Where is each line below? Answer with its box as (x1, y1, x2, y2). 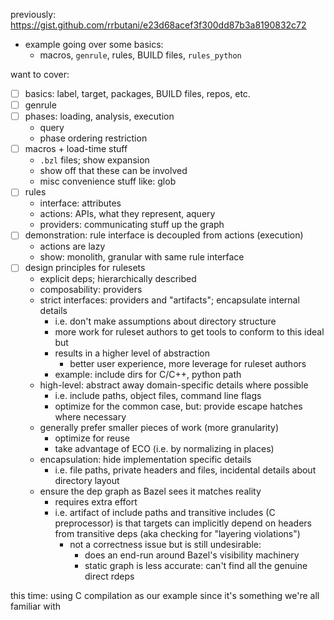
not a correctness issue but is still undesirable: (69, 539, 262, 551)
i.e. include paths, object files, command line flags (54, 390, 262, 402)
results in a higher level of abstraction (54, 347, 210, 359)
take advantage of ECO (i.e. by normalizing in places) (54, 443, 275, 455)
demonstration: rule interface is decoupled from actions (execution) (24, 229, 304, 241)
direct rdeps (84, 570, 135, 583)
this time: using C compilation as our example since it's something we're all (10, 590, 320, 602)
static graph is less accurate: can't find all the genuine (84, 560, 308, 572)
